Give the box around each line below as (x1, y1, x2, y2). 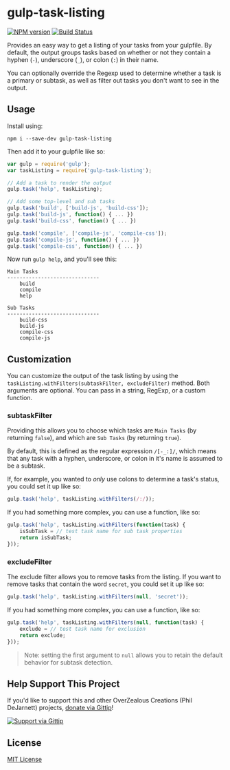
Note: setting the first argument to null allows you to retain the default (23, 651, 223, 659)
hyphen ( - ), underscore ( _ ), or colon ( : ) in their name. (7, 55, 159, 63)
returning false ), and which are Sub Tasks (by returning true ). (7, 434, 182, 442)
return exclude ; (19, 632, 67, 638)
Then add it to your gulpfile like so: (7, 147, 105, 156)
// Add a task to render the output (7, 179, 112, 187)
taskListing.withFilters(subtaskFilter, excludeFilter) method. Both (7, 379, 210, 387)
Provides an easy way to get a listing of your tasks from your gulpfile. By (7, 41, 212, 49)
